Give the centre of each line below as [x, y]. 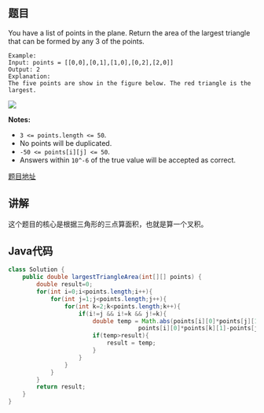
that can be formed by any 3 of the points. [77, 41]
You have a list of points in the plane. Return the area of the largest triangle [129, 32]
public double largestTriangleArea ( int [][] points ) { [112, 277]
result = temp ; [131, 343]
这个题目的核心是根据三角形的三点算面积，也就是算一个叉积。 [108, 224]
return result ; [61, 387]
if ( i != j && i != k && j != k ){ [123, 314]
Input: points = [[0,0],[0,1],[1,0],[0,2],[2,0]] [91, 62]
